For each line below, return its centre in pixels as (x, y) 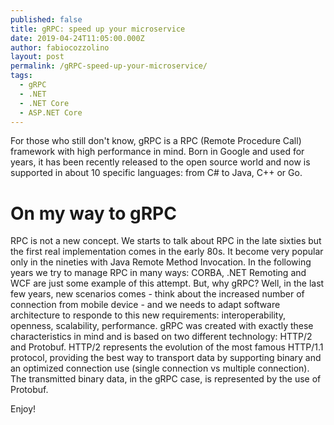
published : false (46, 19)
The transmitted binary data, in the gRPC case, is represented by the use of (166, 379)
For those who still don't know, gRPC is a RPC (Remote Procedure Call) (156, 141)
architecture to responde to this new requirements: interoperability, (148, 315)
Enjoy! (23, 409)
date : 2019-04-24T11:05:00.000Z (77, 38)
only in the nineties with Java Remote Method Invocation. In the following (161, 262)
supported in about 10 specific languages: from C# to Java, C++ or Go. (156, 173)
